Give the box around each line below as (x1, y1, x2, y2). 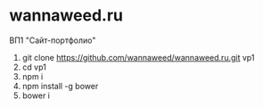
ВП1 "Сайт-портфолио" (9, 35, 96, 46)
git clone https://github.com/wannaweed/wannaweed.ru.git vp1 (21, 52, 255, 62)
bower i (21, 90, 51, 101)
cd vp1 (21, 62, 46, 72)
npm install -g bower (21, 80, 99, 91)
